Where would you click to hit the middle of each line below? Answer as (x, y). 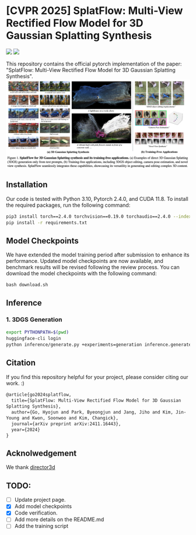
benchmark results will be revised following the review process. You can (93, 267)
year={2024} (26, 430)
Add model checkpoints (43, 506)
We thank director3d (31, 467)
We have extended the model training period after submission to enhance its (98, 255)
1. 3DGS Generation (34, 319)
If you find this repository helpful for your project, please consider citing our (97, 377)
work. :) (15, 383)
